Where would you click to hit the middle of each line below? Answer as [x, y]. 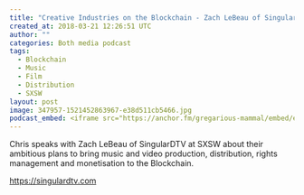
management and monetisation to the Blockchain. [102, 163]
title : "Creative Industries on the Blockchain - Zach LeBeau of [135, 18]
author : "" [30, 34]
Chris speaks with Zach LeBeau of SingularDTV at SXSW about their [137, 144]
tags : [19, 51]
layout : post [34, 102]
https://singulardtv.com [53, 181]
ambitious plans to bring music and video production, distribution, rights [143, 153]
